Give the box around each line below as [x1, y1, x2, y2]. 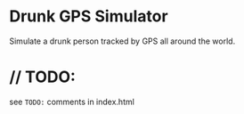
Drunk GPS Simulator [9, 6, 168, 27]
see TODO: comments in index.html [9, 96, 135, 107]
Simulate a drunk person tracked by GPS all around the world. [9, 36, 236, 46]
